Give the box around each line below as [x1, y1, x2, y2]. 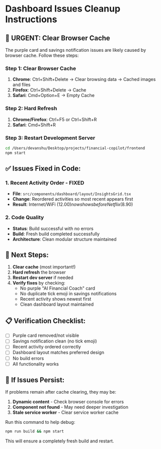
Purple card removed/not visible [12, 332, 79, 338]
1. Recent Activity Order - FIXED [5, 179, 85, 186]
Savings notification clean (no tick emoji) [12, 338, 97, 344]
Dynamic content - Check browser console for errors [12, 399, 124, 405]
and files [12, 81, 31, 88]
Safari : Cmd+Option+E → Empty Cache [12, 93, 95, 99]
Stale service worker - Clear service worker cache [12, 409, 119, 415]
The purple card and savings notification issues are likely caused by [5, 47, 146, 53]
